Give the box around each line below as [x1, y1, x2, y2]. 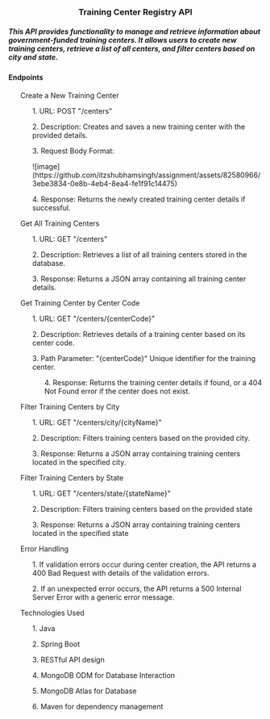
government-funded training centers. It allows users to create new [8, 35, 237, 44]
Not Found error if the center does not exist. [44, 386, 191, 396]
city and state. [8, 52, 59, 62]
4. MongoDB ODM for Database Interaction [31, 670, 176, 680]
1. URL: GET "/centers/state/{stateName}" [31, 488, 171, 498]
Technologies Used [19, 608, 85, 617]
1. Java [31, 623, 56, 633]
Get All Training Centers [19, 218, 100, 228]
